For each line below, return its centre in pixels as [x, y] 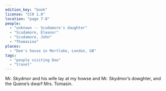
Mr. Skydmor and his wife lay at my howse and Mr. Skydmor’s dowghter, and [83, 79]
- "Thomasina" [24, 42]
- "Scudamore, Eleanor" [34, 32]
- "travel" [21, 64]
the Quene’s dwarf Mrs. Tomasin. [39, 84]
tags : [11, 55]
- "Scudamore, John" [31, 37]
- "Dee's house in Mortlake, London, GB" [53, 51]
